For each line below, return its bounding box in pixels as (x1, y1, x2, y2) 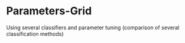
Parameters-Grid (6, 4, 92, 18)
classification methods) (6, 30, 64, 37)
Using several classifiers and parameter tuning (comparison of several (6, 24, 180, 31)
